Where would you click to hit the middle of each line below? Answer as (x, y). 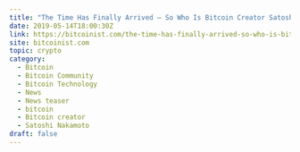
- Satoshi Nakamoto (54, 126)
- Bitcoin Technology (58, 84)
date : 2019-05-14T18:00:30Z (62, 26)
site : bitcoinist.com (50, 42)
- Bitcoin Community (55, 76)
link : (19, 34)
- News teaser (43, 101)
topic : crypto (36, 51)
